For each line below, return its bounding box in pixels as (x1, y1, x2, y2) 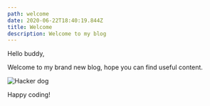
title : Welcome (7, 23, 53, 30)
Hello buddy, (7, 49, 45, 58)
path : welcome (7, 10, 50, 18)
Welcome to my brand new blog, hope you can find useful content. (7, 63, 203, 71)
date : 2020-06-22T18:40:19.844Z (7, 17, 103, 24)
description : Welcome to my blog (7, 30, 107, 37)
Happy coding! (7, 90, 51, 99)
